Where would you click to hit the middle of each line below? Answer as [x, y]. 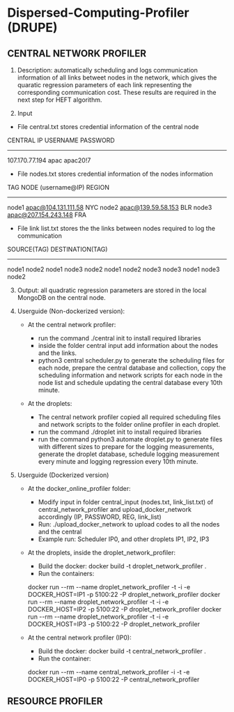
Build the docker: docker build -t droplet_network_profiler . [122, 566]
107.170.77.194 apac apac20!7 [49, 160]
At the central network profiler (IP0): [79, 637]
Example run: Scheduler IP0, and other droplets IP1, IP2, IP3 [124, 539]
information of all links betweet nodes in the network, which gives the [117, 77]
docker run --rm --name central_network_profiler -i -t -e [109, 672]
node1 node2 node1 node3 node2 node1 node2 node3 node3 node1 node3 [114, 269]
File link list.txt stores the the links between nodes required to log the [116, 228]
